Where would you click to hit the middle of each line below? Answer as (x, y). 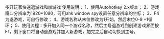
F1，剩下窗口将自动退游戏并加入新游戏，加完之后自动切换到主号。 (71, 31)
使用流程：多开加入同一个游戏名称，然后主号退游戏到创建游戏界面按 (90, 25)
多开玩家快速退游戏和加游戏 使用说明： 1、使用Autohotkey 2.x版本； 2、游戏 (82, 7)
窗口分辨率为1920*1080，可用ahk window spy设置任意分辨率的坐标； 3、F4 (82, 13)
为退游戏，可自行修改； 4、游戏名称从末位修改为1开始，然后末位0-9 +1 (77, 19)
